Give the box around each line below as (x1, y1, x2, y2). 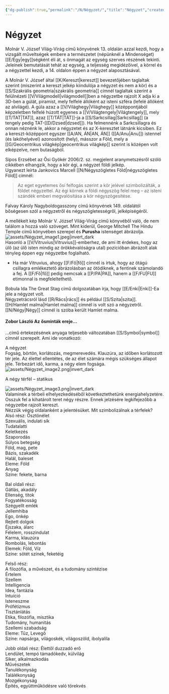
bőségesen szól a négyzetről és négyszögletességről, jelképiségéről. (5, 208, 148, 214)
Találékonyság (5, 672, 35, 678)
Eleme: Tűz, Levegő (5, 630, 46, 636)
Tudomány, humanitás (5, 619, 51, 625)
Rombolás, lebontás (5, 540, 46, 546)
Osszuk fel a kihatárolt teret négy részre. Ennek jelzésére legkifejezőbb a (5, 396, 156, 402)
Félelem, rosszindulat (5, 529, 49, 535)
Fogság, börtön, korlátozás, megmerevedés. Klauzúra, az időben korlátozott (5, 350, 162, 356)
